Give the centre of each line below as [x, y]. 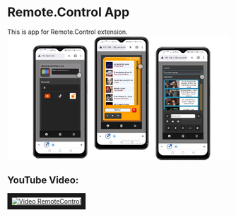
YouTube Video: [43, 180]
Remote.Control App [69, 12]
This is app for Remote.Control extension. [68, 32]
